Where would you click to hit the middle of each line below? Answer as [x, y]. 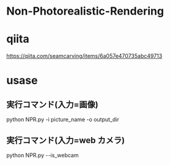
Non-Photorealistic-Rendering [85, 11]
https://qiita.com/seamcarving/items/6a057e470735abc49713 [84, 56]
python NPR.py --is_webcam [42, 155]
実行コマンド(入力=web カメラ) [66, 140]
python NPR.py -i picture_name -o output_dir [63, 119]
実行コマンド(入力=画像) [53, 104]
